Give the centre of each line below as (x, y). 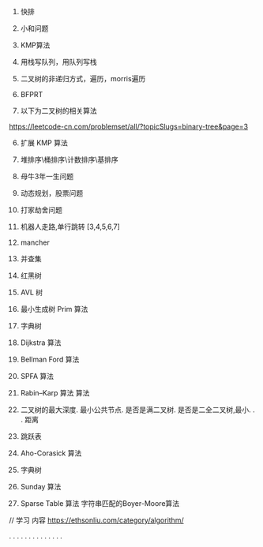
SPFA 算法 (37, 376)
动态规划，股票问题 (52, 193)
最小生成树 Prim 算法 (54, 309)
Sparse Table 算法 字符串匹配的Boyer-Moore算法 (100, 503)
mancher (35, 242)
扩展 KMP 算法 (44, 143)
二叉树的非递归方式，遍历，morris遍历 (83, 79)
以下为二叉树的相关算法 (58, 111)
